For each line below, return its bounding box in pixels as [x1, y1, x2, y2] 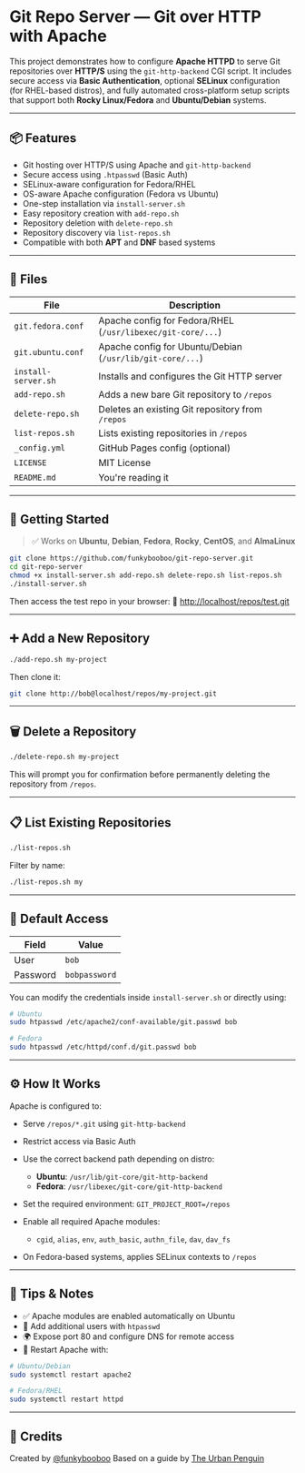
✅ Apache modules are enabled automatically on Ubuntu [22, 1310, 236, 1321]
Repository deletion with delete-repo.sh [22, 217, 173, 229]
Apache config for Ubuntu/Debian [98, 340, 243, 352]
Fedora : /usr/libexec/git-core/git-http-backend [35, 1181, 222, 1192]
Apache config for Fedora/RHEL [98, 314, 234, 327]
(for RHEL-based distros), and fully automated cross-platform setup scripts [9, 85, 290, 96]
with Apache [9, 25, 107, 46]
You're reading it [98, 471, 170, 483]
